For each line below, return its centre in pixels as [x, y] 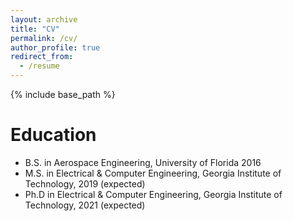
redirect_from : [42, 57]
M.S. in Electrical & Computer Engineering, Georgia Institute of [153, 173]
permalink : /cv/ [44, 38]
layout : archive [44, 19]
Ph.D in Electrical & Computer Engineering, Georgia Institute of [153, 194]
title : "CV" [35, 29]
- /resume [39, 66]
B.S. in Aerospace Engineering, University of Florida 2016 [143, 162]
